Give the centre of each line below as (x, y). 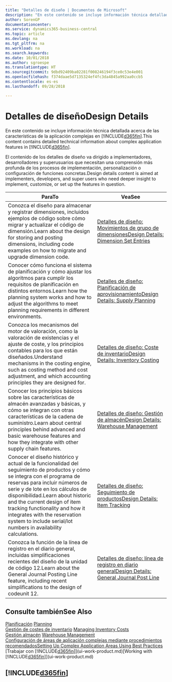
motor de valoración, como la (43, 331)
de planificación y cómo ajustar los (50, 271)
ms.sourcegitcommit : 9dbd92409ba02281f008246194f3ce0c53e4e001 (74, 72)
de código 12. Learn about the (44, 568)
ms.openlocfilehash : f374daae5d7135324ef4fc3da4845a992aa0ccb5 (74, 77)
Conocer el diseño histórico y (43, 457)
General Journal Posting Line (43, 574)
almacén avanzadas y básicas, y (47, 403)
